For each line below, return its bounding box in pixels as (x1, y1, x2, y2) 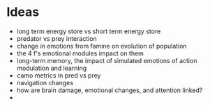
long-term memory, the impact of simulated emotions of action (16, 56, 197, 64)
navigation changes (16, 78, 74, 87)
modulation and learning (16, 64, 87, 72)
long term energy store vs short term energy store (16, 27, 161, 35)
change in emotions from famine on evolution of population (16, 42, 187, 50)
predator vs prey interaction (16, 34, 97, 42)
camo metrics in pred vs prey (16, 71, 101, 80)
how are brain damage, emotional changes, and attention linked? (16, 86, 203, 94)
